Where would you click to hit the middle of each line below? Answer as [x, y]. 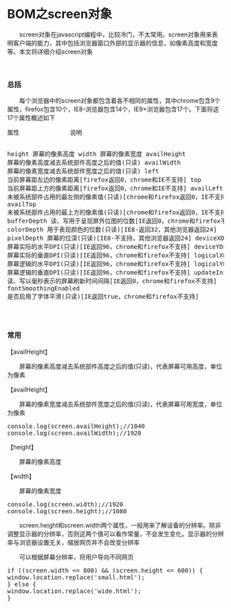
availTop [22, 204]
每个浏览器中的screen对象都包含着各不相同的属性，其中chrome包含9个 [120, 101]
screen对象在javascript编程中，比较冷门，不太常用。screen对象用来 [116, 34]
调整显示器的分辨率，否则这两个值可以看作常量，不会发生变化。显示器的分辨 [115, 534]
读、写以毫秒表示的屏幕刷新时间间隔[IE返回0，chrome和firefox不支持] [112, 281]
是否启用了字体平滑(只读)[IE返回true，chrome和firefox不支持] [103, 297]
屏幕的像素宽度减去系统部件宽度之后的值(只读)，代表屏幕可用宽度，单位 [121, 404]
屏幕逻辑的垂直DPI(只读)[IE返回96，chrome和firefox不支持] [99, 273]
